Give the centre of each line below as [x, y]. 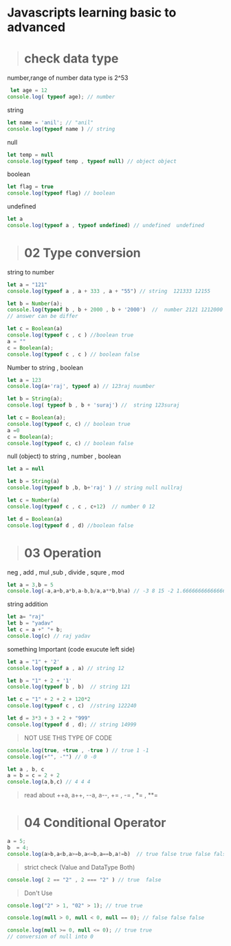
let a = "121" [27, 284]
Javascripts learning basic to [92, 13]
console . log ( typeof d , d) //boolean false [70, 525]
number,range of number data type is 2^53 [68, 78]
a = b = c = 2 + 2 [33, 775]
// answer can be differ [43, 316]
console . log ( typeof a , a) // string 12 [66, 668]
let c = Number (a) [33, 500]
